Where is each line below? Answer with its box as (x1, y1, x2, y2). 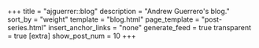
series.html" (7, 23, 46, 32)
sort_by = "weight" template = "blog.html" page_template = (7, 15, 200, 24)
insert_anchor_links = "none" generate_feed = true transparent (47, 23, 251, 32)
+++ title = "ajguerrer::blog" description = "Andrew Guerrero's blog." (7, 7, 230, 15)
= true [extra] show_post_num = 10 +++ (7, 31, 137, 40)
